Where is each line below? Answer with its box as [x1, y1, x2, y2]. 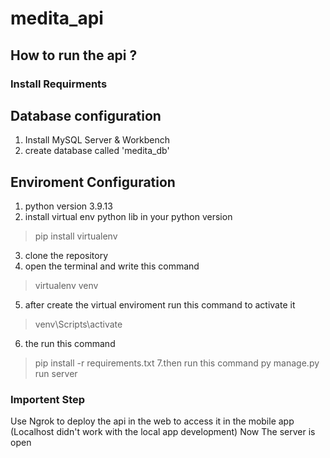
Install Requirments [10, 77, 108, 91]
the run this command [24, 338, 116, 350]
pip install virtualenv [34, 230, 118, 242]
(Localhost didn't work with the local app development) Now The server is [10, 426, 316, 438]
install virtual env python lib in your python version [24, 211, 233, 223]
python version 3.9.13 [24, 200, 113, 212]
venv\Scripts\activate [34, 318, 123, 331]
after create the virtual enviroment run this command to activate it [24, 299, 296, 311]
